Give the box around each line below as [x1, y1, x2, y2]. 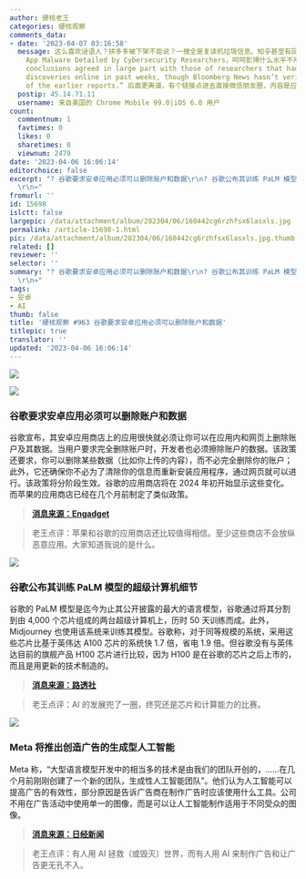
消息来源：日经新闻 [31, 828, 105, 839]
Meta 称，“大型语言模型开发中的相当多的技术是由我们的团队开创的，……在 [9, 763, 288, 774]
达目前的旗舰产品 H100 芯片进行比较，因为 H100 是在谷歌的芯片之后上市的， [9, 649, 297, 660]
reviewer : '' [9, 250, 59, 260]
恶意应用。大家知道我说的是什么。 [31, 539, 160, 550]
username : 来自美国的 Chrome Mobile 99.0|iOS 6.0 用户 [17, 97, 220, 107]
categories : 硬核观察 [9, 22, 87, 31]
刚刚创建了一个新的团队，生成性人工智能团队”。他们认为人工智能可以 [33, 775, 293, 786]
